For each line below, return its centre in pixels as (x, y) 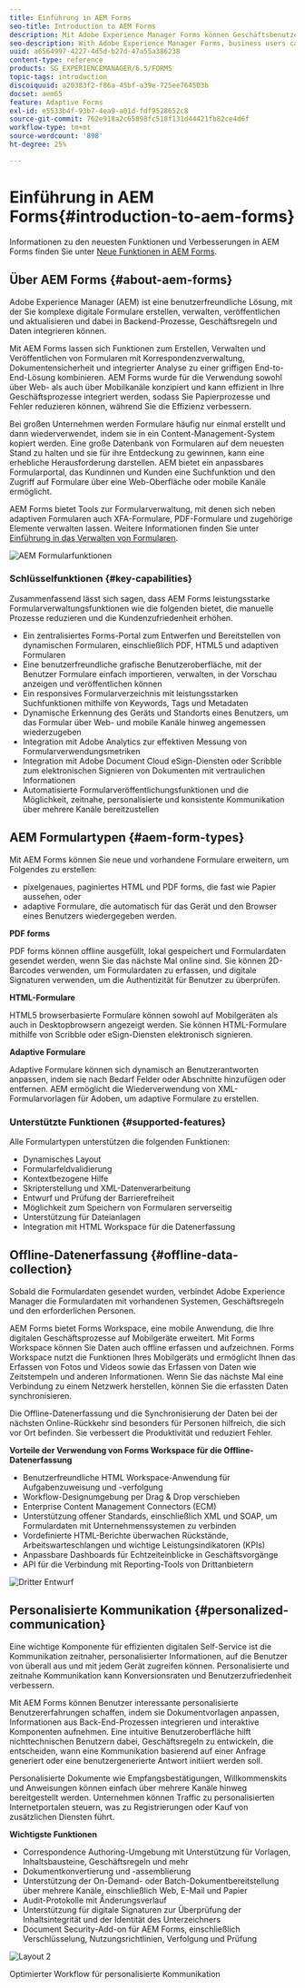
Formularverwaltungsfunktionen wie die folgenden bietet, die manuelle (142, 608)
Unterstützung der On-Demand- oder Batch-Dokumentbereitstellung (151, 1881)
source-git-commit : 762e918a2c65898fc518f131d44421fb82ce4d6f (129, 119)
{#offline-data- (194, 1255)
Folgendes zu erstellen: (53, 869)
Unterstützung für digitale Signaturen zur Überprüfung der (132, 1909)
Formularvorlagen (43, 1098)
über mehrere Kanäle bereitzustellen (91, 809)
